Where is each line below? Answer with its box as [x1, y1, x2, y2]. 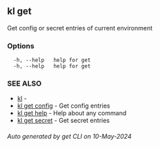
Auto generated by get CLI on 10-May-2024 [7, 133, 132, 140]
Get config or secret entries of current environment [7, 23, 153, 32]
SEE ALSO [7, 79, 42, 88]
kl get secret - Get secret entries [17, 117, 110, 125]
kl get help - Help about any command [17, 109, 127, 117]
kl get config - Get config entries [17, 101, 110, 110]
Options [7, 41, 34, 50]
